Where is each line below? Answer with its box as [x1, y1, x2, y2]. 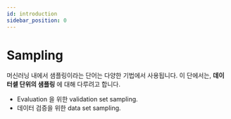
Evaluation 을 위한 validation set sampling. [16, 95, 138, 104]
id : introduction [6, 10, 58, 18]
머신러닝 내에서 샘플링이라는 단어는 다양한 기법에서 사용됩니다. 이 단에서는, [6, 71, 212, 80]
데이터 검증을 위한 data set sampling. [16, 104, 121, 113]
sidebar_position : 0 [6, 17, 68, 24]
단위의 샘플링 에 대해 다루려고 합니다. [19, 80, 121, 89]
